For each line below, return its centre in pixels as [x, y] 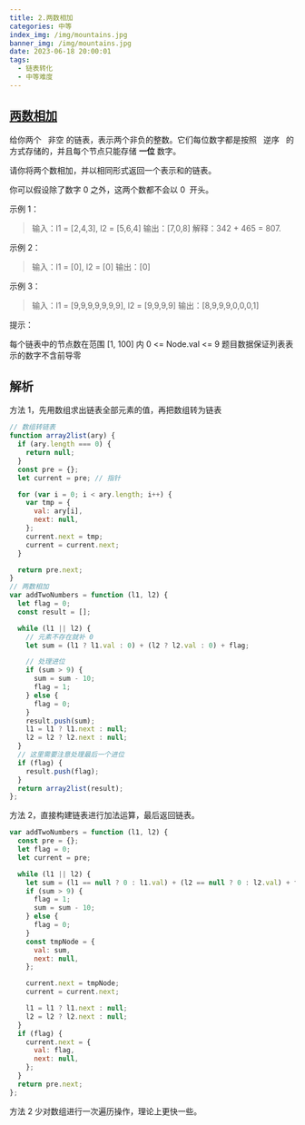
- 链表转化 [35, 69]
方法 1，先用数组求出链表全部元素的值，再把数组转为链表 [116, 410]
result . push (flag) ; [63, 771]
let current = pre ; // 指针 [69, 478]
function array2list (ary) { [63, 436]
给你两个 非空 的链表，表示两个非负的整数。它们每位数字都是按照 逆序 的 [152, 139]
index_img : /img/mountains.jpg [69, 35]
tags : [20, 60]
